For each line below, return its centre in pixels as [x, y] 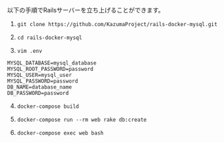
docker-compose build [48, 107]
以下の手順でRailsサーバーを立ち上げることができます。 [86, 10]
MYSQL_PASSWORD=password [43, 81]
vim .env [30, 51]
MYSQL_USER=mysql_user [40, 75]
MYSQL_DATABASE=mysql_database [52, 63]
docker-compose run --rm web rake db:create [82, 120]
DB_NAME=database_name [40, 87]
